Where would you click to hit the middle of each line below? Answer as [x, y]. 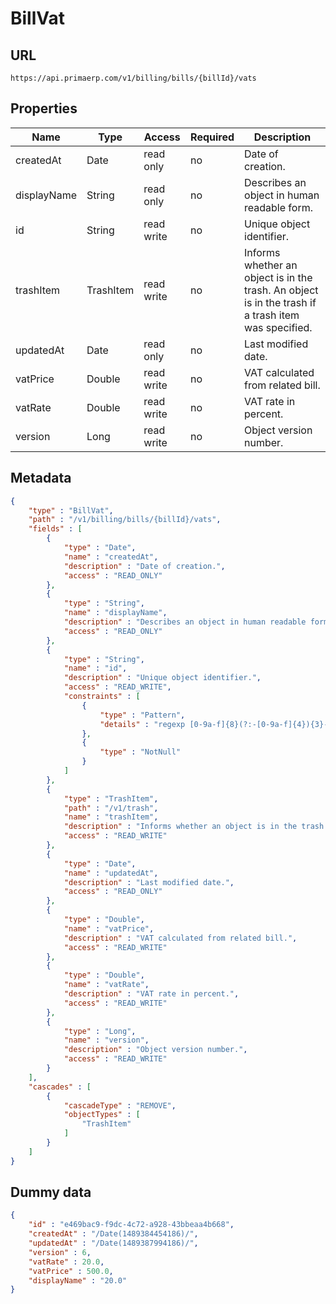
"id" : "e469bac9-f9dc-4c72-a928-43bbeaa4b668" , [131, 1225]
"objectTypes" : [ [102, 1115]
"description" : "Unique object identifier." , [162, 678]
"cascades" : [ [60, 1087]
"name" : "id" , [95, 668]
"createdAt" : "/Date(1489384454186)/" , [113, 1234]
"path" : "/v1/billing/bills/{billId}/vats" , [125, 520]
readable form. [278, 207]
